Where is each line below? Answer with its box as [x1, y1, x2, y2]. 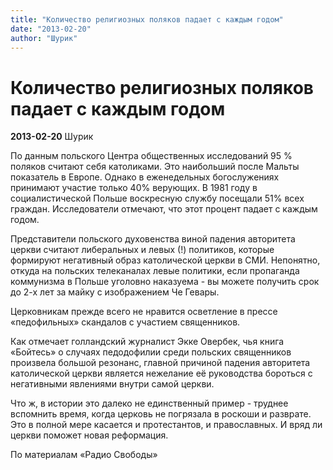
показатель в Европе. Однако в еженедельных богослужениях [10, 171, 280, 183]
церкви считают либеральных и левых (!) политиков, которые [10, 244, 275, 256]
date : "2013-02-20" [10, 24, 92, 34]
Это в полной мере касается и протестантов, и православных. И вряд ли [10, 419, 323, 431]
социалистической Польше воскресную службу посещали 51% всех [10, 192, 305, 205]
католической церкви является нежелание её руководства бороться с [10, 367, 313, 380]
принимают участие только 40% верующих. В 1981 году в [10, 182, 258, 194]
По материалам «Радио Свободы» [10, 449, 158, 461]
